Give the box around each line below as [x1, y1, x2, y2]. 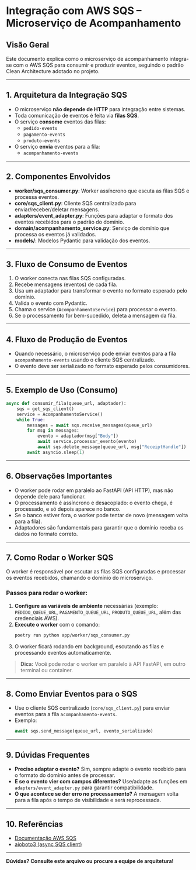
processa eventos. [14, 193, 60, 200]
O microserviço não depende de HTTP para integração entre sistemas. [14, 105, 185, 112]
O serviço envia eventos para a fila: [14, 143, 100, 150]
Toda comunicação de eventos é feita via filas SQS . [14, 112, 139, 119]
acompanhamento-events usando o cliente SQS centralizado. [14, 356, 156, 363]
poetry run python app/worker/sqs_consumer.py [14, 632, 130, 638]
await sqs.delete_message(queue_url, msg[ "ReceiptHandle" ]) [37, 444, 187, 450]
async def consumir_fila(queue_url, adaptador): [6, 401, 127, 407]
